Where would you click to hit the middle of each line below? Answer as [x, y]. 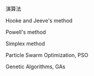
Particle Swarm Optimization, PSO [47, 55]
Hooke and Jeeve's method [39, 20]
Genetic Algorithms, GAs [35, 66]
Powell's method [26, 32]
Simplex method [25, 44]
